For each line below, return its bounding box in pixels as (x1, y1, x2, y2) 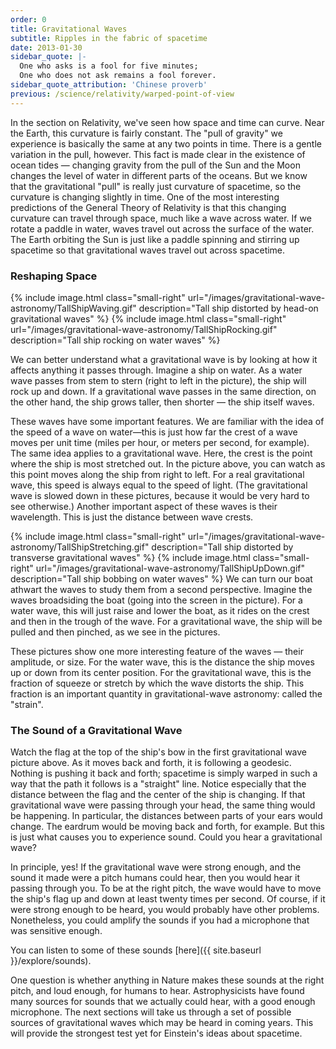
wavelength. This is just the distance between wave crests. (10, 511, 254, 523)
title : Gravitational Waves (10, 24, 128, 34)
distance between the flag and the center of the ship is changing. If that (10, 789, 306, 801)
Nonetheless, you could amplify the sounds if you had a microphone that (10, 914, 310, 926)
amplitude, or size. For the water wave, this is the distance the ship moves (10, 656, 315, 668)
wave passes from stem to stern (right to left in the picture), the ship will (10, 374, 307, 386)
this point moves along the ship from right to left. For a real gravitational (10, 468, 305, 480)
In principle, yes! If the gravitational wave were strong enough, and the (10, 861, 302, 873)
